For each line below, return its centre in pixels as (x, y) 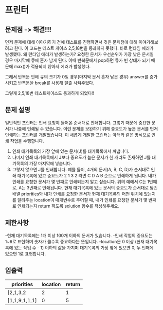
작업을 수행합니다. (27, 141)
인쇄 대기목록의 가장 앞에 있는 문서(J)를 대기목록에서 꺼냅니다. (71, 151)
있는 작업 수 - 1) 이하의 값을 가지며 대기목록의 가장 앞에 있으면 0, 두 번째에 (84, 247)
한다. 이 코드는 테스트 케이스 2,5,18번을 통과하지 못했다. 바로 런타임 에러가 (84, 48)
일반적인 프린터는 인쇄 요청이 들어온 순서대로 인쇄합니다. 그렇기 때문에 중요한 (78, 123)
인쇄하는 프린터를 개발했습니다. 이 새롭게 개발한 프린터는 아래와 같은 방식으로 (78, 135)
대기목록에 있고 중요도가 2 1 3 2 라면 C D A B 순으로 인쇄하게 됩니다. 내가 (87, 175)
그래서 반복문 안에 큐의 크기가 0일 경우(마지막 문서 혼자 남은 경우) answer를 (77, 77)
